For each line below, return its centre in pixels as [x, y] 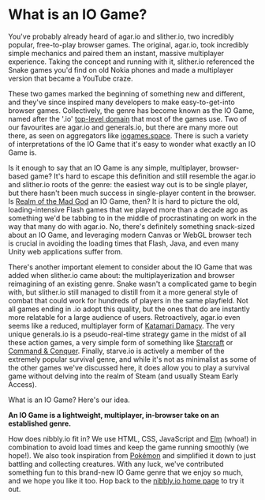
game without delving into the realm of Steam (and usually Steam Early [123, 376]
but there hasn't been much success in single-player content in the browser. [132, 193]
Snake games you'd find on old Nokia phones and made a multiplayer [121, 70]
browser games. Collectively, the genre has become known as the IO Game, [131, 110]
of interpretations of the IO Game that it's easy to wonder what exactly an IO [132, 144]
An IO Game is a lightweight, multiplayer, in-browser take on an [114, 415]
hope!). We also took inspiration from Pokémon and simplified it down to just [132, 455]
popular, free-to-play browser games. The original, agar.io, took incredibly [129, 44]
